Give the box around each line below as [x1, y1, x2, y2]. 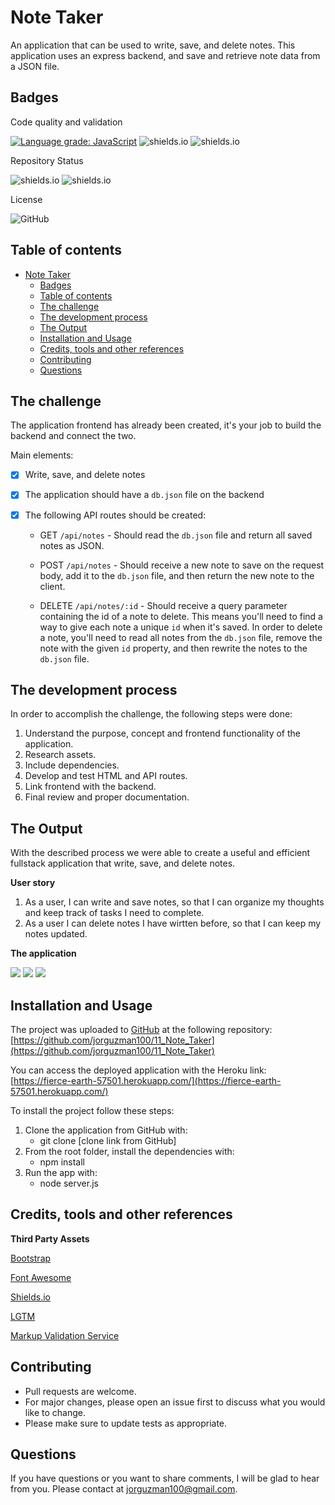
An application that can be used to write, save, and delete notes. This [10, 39, 296, 51]
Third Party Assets [10, 1232, 90, 1245]
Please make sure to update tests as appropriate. [24, 1417, 228, 1429]
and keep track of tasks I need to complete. [24, 907, 205, 919]
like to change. [24, 1406, 87, 1418]
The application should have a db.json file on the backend [24, 489, 265, 501]
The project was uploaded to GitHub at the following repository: [10, 1024, 273, 1035]
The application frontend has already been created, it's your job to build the [10, 419, 322, 431]
